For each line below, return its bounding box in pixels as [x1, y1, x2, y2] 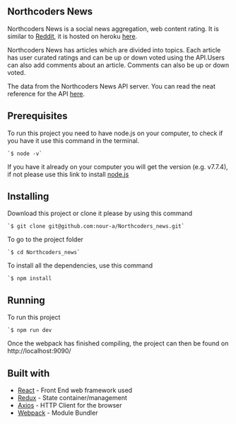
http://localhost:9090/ [7, 347, 72, 355]
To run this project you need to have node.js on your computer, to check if [7, 129, 223, 137]
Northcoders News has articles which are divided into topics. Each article [7, 45, 221, 54]
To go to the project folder [7, 235, 83, 243]
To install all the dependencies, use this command [7, 261, 153, 270]
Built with [7, 367, 50, 379]
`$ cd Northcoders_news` [7, 249, 81, 256]
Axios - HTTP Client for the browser [17, 401, 122, 410]
